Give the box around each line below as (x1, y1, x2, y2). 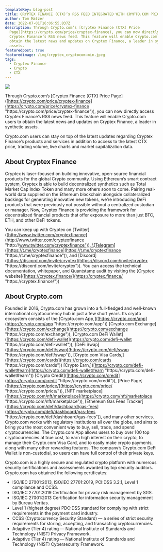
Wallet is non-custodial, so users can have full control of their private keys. (5, 450, 154, 456)
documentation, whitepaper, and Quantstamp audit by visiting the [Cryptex (5, 268, 154, 274)
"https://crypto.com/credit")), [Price (58, 377, 130, 383)
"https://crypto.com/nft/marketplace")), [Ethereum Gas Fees (5, 398, 126, 404)
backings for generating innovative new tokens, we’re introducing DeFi (5, 196, 147, 202)
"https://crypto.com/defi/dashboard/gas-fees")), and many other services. (5, 414, 154, 420)
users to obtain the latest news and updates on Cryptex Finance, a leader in (5, 119, 156, 125)
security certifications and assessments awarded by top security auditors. (5, 464, 153, 470)
